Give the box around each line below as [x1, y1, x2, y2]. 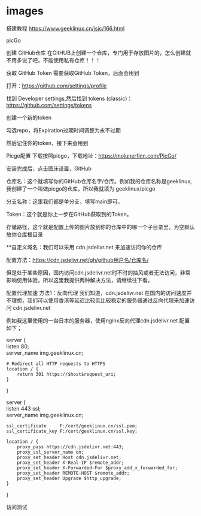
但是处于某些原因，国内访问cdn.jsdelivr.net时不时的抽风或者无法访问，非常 [6, 268, 191, 276]
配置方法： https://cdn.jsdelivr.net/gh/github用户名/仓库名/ [6, 256, 149, 263]
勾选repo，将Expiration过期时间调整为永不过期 [6, 126, 121, 134]
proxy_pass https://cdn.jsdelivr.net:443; [17, 443, 124, 450]
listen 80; [6, 343, 29, 350]
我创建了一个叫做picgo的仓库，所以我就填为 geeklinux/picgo [6, 185, 156, 192]
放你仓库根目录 [6, 231, 43, 238]
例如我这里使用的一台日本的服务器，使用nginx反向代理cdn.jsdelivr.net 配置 [6, 316, 190, 324]
